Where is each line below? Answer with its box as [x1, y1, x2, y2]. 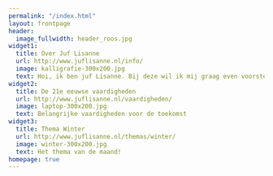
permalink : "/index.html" [8, 11, 96, 20]
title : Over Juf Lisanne [15, 49, 100, 58]
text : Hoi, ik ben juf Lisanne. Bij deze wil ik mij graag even [15, 72, 238, 80]
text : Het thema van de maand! [15, 148, 122, 156]
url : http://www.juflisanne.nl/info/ [15, 58, 144, 66]
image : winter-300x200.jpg [15, 140, 107, 148]
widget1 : [8, 42, 38, 50]
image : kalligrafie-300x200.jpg [15, 65, 126, 73]
